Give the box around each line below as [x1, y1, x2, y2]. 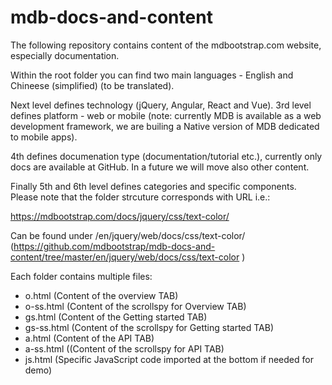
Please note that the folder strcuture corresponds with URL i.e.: [10, 191, 271, 203]
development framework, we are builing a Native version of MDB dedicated [10, 120, 320, 132]
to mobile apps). [10, 131, 78, 143]
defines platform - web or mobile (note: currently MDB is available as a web [10, 109, 322, 121]
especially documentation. [10, 49, 120, 61]
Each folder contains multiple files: [10, 270, 153, 282]
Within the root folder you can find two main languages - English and [10, 69, 294, 81]
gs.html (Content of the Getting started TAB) [24, 311, 208, 323]
